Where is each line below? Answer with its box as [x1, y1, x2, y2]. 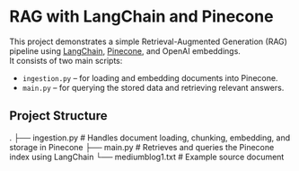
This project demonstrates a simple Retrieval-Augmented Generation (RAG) [9, 36, 287, 47]
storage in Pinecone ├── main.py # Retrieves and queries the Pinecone [9, 141, 275, 152]
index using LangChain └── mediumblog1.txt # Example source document [9, 151, 285, 162]
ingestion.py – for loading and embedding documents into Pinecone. [22, 72, 278, 83]
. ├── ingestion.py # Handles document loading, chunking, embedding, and [9, 132, 291, 143]
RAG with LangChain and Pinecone [9, 6, 274, 27]
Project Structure [9, 108, 108, 123]
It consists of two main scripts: [9, 55, 123, 66]
